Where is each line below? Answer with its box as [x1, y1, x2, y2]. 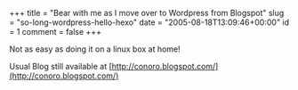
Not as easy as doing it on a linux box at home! [9, 44, 181, 54]
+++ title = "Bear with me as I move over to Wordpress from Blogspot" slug [9, 8, 285, 18]
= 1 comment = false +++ [9, 27, 102, 37]
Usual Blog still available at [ [9, 61, 113, 71]
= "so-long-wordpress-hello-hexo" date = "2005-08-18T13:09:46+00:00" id [9, 17, 290, 28]
